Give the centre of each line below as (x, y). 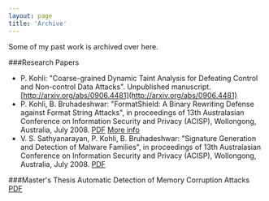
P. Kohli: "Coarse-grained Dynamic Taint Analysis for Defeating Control (139, 78)
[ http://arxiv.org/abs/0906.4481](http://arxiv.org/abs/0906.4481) (128, 95)
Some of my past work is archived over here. (83, 46)
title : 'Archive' (38, 24)
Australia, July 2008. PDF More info (80, 130)
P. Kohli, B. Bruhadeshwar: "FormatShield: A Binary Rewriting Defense (137, 104)
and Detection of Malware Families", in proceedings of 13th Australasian (141, 147)
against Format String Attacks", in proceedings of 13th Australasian (132, 112)
